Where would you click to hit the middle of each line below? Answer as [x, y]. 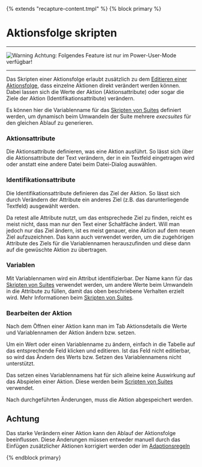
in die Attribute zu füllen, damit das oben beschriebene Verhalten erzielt [95, 291]
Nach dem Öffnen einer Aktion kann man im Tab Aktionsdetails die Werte [97, 326]
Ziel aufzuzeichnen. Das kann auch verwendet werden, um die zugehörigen [100, 237]
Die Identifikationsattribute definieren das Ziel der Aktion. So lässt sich [93, 193]
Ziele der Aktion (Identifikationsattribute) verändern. [71, 98]
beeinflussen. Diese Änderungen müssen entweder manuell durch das [93, 439]
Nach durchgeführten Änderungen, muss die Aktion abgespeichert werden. [100, 400]
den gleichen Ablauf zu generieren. [50, 122]
